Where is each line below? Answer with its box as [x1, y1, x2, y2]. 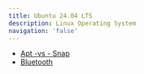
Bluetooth [20, 57, 53, 67]
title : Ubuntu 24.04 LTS [8, 11, 93, 20]
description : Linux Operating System [8, 19, 137, 27]
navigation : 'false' [8, 27, 79, 35]
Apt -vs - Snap [20, 49, 71, 59]
